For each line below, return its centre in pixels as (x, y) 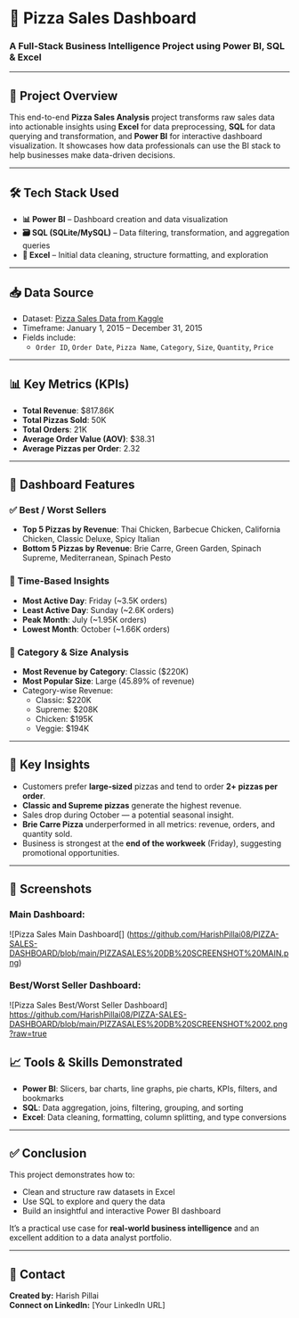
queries (36, 245)
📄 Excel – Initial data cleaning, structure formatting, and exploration (145, 255)
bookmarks (43, 1098)
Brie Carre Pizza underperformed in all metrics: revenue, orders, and (149, 824)
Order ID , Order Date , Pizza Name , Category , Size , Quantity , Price (154, 346)
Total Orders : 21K (54, 429)
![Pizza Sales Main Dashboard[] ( (70, 934)
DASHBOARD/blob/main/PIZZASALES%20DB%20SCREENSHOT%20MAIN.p (149, 953)
